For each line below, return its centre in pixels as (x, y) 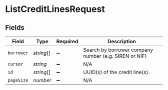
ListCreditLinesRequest (55, 9)
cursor (15, 64)
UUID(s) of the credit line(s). (116, 72)
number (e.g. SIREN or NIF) (115, 56)
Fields (15, 28)
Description (121, 42)
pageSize (18, 80)
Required (67, 42)
